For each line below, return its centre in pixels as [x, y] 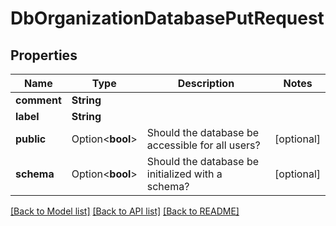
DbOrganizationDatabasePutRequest [167, 18]
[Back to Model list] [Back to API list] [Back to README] [125, 211]
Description [206, 83]
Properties [44, 55]
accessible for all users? [203, 145]
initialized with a [184, 174]
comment [38, 100]
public [31, 139]
